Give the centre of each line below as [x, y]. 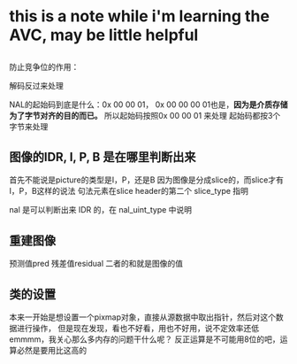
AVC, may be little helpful [104, 35]
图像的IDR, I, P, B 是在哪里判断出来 [103, 157]
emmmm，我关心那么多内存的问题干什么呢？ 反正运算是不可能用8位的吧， [145, 339]
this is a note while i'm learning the [139, 16]
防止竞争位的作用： [44, 66]
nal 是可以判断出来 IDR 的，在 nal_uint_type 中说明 [101, 210]
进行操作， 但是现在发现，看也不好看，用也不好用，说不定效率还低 [137, 329]
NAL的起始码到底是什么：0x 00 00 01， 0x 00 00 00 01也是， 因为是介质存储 [148, 105]
